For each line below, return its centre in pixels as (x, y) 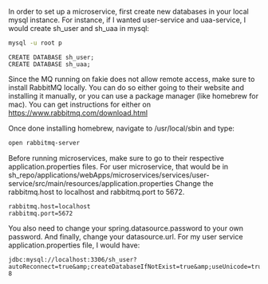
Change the (194, 183)
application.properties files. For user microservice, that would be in (118, 166)
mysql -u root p (35, 43)
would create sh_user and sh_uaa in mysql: (79, 28)
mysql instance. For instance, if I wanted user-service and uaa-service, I (127, 20)
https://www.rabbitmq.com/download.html (78, 113)
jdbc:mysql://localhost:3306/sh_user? (73, 259)
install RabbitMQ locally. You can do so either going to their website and (126, 88)
